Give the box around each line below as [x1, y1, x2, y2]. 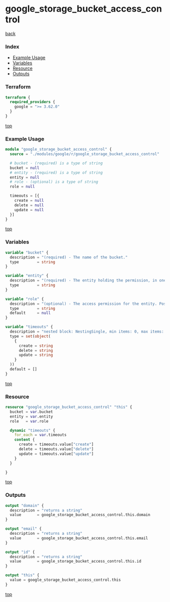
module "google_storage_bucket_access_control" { [5, 147, 112, 152]
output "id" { [5, 549, 35, 554]
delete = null [14, 203, 44, 208]
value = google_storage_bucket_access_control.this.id [10, 559, 142, 564]
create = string [18, 343, 53, 348]
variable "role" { [5, 296, 44, 301]
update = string [18, 352, 53, 358]
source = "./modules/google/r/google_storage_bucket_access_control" [10, 152, 159, 157]
